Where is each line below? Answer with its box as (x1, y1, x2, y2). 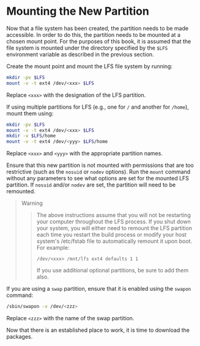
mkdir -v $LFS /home (6, 133, 56, 139)
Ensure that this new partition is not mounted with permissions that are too (6, 161, 194, 169)
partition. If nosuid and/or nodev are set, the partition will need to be (6, 181, 176, 188)
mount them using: (6, 109, 54, 117)
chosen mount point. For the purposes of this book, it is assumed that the (6, 37, 191, 45)
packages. (6, 333, 33, 340)
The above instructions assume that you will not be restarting (36, 212, 191, 219)
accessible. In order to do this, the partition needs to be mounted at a (6, 31, 180, 38)
